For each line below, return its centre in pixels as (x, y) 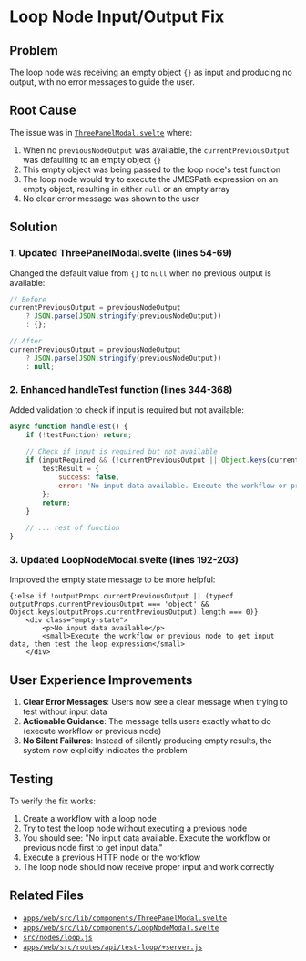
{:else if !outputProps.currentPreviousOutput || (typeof (122, 597)
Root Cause (43, 111)
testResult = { (71, 469)
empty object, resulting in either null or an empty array (126, 189)
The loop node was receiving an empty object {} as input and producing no (151, 72)
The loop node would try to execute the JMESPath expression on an (150, 179)
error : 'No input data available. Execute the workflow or (172, 486)
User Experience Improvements (101, 680)
